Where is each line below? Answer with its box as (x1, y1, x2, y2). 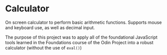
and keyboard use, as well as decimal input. (5, 24, 95, 30)
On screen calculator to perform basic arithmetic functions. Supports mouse (5, 19, 162, 25)
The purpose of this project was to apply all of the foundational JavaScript (5, 34, 158, 40)
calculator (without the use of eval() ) (5, 45, 82, 51)
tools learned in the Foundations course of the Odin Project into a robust (5, 39, 154, 45)
